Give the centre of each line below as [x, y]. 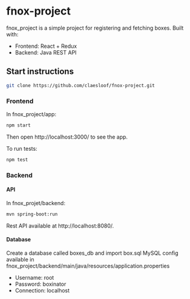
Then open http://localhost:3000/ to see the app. [67, 137]
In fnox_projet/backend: [36, 203]
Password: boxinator [40, 284]
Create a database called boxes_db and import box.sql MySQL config [93, 253]
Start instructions [40, 72]
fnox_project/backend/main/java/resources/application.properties [88, 266]
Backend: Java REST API [46, 52]
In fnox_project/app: [31, 114]
